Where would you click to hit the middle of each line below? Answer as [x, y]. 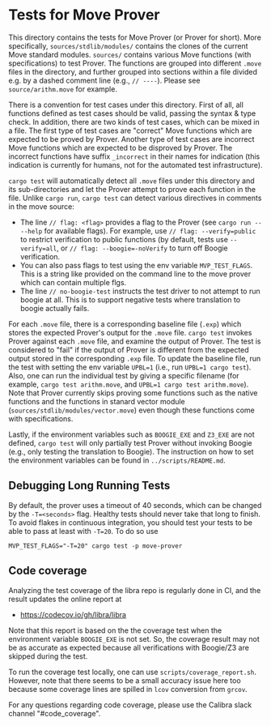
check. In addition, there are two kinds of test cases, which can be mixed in [134, 122]
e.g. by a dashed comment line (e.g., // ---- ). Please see [104, 80]
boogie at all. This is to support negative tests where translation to [130, 299]
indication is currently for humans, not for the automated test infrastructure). [135, 164]
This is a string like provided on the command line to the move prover [135, 274]
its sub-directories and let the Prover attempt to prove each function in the [132, 189]
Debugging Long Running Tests [89, 486]
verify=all [38, 249]
